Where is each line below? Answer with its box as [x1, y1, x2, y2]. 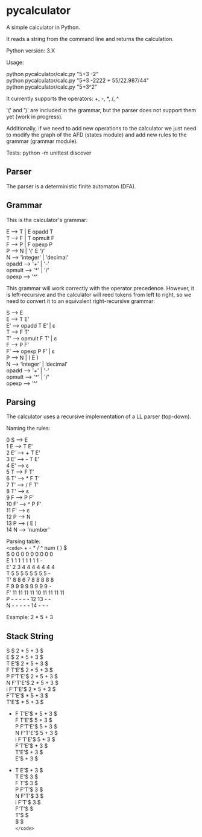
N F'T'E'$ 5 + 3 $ [14, 730, 58, 737]
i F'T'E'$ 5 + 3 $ [14, 736, 55, 743]
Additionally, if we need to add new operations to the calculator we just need [6, 124, 197, 132]
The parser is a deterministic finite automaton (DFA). [6, 182, 136, 190]
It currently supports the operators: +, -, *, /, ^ [6, 95, 119, 102]
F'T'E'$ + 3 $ [14, 742, 48, 749]
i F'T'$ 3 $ [14, 799, 41, 806]
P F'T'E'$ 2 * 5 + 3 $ [6, 673, 58, 680]
